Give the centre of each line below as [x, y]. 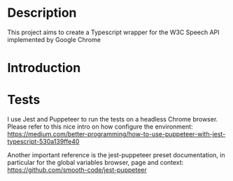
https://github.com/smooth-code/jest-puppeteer [77, 170]
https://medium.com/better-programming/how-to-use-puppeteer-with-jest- [116, 134]
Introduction [44, 68]
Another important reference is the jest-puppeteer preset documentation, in [116, 155]
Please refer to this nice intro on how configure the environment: [100, 126]
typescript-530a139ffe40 [43, 142]
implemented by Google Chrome [54, 39]
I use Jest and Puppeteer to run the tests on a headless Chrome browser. [113, 120]
